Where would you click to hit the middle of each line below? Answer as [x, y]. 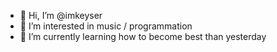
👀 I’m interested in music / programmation [106, 26]
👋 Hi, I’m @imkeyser [61, 15]
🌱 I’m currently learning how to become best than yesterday [143, 36]
